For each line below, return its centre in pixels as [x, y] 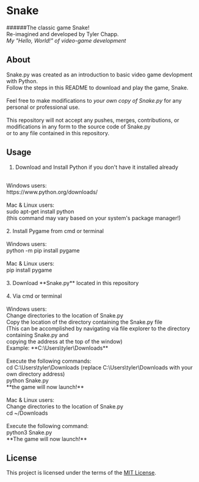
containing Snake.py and [38, 335]
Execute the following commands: [49, 361]
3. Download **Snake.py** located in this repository [73, 283]
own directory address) [36, 374]
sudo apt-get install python [40, 211]
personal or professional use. [43, 107]
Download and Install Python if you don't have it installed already [97, 167]
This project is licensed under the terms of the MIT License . [81, 473]
